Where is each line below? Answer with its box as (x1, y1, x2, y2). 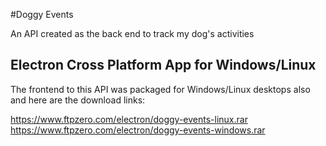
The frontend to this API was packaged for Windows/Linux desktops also (10, 83, 311, 95)
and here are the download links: (10, 94, 146, 106)
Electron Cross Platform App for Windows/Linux (10, 57, 317, 74)
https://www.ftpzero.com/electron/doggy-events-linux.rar (10, 113, 248, 125)
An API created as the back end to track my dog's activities (10, 28, 255, 39)
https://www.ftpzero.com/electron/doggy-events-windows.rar (10, 124, 266, 136)
